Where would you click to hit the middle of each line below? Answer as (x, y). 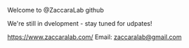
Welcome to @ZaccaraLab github (56, 10)
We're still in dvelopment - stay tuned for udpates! (80, 23)
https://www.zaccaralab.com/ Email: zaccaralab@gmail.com (94, 37)
